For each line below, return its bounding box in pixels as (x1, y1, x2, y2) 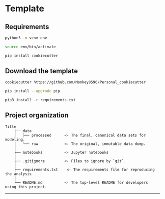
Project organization (5, 111, 69, 119)
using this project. (5, 184, 48, 189)
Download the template (5, 67, 78, 75)
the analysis (5, 171, 32, 176)
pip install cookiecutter (5, 53, 58, 58)
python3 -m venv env (5, 35, 48, 40)
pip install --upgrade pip (5, 89, 60, 94)
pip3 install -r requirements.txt (5, 98, 76, 103)
